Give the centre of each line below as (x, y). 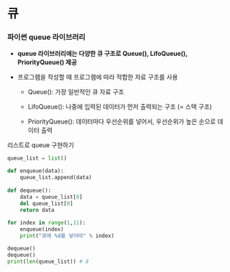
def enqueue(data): (36, 171)
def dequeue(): (29, 190)
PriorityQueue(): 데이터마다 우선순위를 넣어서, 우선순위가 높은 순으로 (122, 121)
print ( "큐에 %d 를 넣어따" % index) (67, 236)
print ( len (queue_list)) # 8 (48, 262)
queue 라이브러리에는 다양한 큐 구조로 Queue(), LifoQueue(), (102, 54)
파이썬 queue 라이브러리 (46, 37)
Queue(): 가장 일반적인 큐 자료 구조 (76, 92)
